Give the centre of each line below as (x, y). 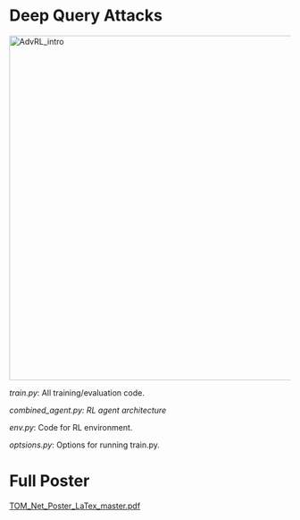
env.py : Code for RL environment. (71, 427)
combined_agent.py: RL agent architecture (88, 410)
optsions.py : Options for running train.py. (85, 445)
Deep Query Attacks (86, 16)
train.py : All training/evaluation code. (77, 392)
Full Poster (50, 481)
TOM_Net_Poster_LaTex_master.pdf (75, 506)
